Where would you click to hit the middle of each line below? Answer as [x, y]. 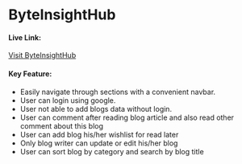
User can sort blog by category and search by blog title [112, 151]
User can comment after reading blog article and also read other [127, 117]
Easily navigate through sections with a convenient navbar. [118, 92]
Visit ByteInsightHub [42, 55]
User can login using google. [68, 100]
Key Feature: [30, 73]
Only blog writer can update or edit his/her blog [99, 143]
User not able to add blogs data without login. [96, 109]
